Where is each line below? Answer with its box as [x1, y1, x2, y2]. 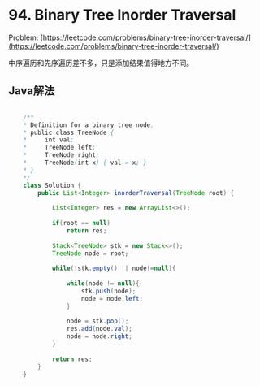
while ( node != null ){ [66, 280, 140, 288]
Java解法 [8, 84, 55, 98]
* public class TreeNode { [23, 128, 115, 137]
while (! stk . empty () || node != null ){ [51, 264, 176, 273]
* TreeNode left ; [23, 144, 96, 152]
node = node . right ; [66, 332, 132, 340]
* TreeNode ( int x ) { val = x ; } [23, 158, 148, 167]
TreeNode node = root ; [51, 249, 129, 258]
